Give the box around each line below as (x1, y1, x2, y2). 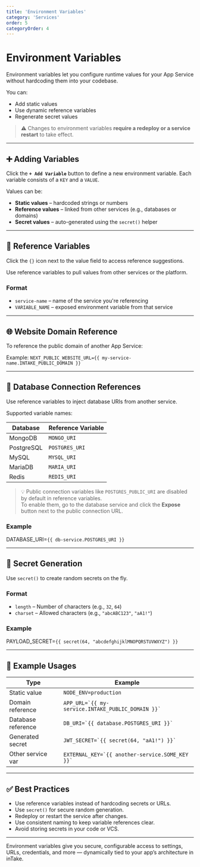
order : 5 (6, 20, 28, 26)
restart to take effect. (20, 131, 74, 138)
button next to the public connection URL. (20, 507, 123, 514)
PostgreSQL (9, 443, 43, 452)
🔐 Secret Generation (6, 559, 83, 569)
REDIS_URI (48, 473, 76, 480)
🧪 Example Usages (6, 661, 77, 671)
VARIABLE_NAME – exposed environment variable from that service (14, 304, 173, 311)
